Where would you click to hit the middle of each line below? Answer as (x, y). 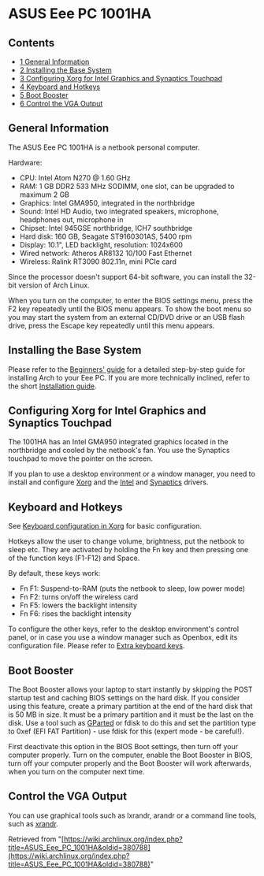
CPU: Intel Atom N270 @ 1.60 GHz (75, 177)
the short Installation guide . (52, 386)
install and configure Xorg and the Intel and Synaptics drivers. (108, 482)
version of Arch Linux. (54, 285)
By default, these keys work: (54, 573)
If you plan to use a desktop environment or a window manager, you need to (132, 474)
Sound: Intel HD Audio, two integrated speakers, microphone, (119, 211)
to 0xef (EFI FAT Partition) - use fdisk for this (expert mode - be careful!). (126, 731)
